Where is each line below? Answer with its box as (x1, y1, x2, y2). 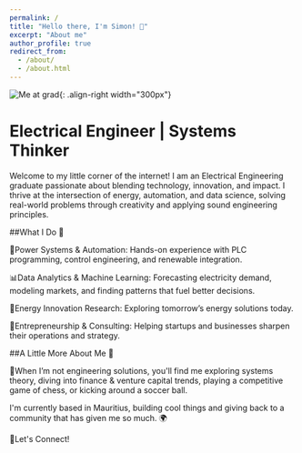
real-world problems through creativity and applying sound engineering (9, 199, 277, 210)
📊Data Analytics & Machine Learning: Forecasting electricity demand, (9, 272, 272, 283)
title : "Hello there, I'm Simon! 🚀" (9, 22, 148, 31)
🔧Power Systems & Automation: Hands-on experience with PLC (9, 244, 247, 255)
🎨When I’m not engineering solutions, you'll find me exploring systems (9, 365, 274, 376)
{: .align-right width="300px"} (58, 88, 172, 100)
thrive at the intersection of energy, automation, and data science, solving (9, 189, 287, 200)
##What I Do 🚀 (9, 226, 65, 237)
